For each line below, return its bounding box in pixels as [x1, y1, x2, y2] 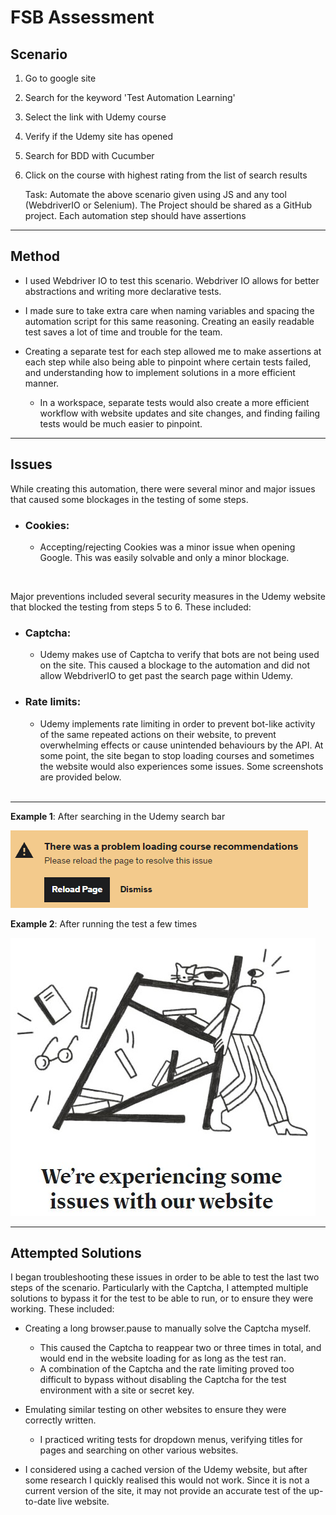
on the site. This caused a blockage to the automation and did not [39, 659, 311, 671]
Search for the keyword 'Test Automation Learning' [24, 92, 236, 103]
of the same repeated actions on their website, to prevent [39, 728, 277, 740]
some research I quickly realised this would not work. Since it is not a [24, 1474, 310, 1486]
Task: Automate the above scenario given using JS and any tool [24, 189, 287, 200]
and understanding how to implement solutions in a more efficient [24, 366, 296, 378]
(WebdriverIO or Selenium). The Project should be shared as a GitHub [24, 199, 312, 211]
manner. [24, 377, 60, 389]
